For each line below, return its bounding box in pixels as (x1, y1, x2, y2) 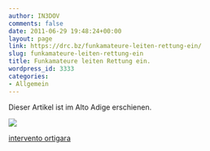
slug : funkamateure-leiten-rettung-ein (8, 50, 144, 58)
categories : (8, 72, 49, 80)
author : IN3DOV (8, 11, 60, 20)
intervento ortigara (8, 133, 71, 143)
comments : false (8, 19, 63, 28)
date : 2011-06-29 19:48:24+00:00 (8, 27, 122, 35)
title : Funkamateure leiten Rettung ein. (8, 58, 151, 66)
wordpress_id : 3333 (8, 65, 75, 73)
